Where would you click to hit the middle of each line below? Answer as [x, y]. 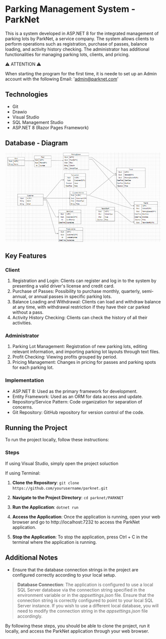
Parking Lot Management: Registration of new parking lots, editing [80, 347]
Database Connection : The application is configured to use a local [85, 584]
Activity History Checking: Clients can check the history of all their [80, 318]
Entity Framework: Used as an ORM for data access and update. [78, 396]
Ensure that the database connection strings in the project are [75, 570]
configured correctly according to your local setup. [64, 575]
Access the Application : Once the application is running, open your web [86, 517]
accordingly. [30, 616]
